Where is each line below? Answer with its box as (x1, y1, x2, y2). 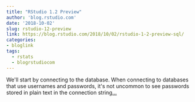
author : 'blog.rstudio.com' (6, 14, 77, 21)
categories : (6, 37, 36, 43)
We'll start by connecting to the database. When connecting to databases (6, 76, 189, 83)
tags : (6, 48, 20, 54)
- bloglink (6, 43, 34, 49)
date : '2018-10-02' (6, 20, 55, 26)
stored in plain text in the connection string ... (6, 89, 117, 96)
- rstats (11, 54, 34, 60)
